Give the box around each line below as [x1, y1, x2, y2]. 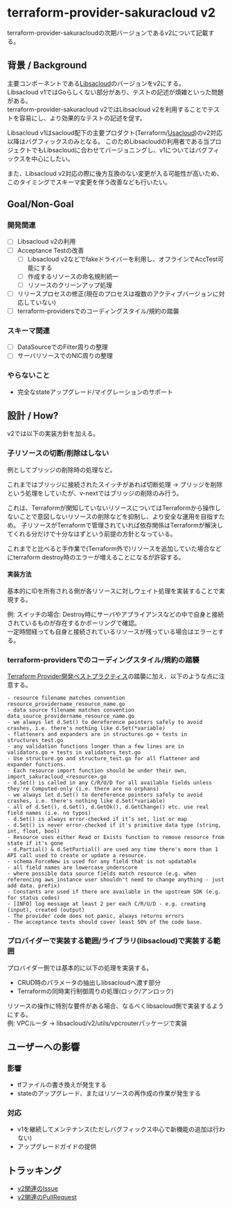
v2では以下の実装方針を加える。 [7, 429, 99, 438]
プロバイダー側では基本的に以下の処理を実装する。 [7, 964, 153, 972]
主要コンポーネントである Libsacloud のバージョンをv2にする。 [7, 79, 185, 87]
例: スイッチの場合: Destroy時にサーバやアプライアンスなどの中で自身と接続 [7, 610, 224, 618]
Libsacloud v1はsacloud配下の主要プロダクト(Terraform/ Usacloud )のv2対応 [7, 128, 223, 136]
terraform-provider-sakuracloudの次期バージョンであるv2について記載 [7, 28, 209, 37]
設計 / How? [7, 410, 59, 422]
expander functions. [7, 761, 67, 768]
